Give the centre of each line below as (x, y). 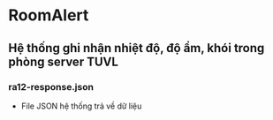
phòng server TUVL (63, 61)
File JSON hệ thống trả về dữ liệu (81, 106)
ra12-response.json (51, 86)
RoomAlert (49, 15)
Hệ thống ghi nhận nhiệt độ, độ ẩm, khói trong (136, 48)
